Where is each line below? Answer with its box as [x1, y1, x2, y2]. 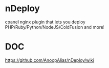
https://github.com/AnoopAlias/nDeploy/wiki [5, 57, 94, 63]
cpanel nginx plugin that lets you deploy [5, 19, 86, 25]
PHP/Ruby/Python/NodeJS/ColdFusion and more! [5, 24, 105, 30]
